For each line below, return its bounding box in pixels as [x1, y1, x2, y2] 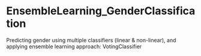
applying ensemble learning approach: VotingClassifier [6, 43, 142, 50]
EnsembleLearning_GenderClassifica [6, 4, 196, 18]
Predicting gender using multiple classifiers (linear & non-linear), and [6, 36, 176, 43]
